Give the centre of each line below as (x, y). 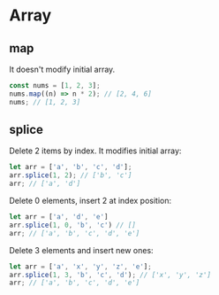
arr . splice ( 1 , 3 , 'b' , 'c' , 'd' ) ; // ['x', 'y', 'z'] (110, 275)
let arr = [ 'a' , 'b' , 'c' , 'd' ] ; (71, 167)
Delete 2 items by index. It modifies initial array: (95, 151)
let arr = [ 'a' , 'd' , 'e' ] (59, 217)
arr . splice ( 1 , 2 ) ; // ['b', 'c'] (71, 175)
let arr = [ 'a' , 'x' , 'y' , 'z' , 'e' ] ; (80, 267)
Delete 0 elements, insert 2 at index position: (91, 201)
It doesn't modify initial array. (62, 69)
